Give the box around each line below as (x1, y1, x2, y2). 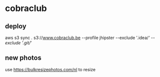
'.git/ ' (21, 40, 32, 46)
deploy (5, 22, 27, 30)
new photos (5, 54, 42, 62)
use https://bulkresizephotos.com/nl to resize (5, 66, 96, 72)
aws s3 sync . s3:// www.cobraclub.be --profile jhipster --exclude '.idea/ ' (5, 35, 150, 40)
